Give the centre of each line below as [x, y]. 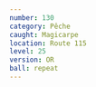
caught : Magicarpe [44, 34]
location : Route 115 [48, 43]
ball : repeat [34, 69]
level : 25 [28, 52]
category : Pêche [40, 26]
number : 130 [32, 18]
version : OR [32, 60]
